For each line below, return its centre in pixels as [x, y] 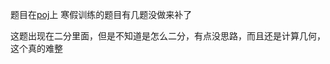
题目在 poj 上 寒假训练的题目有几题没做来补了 [101, 14]
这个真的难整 [36, 48]
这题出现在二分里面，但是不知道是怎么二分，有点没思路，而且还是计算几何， [168, 36]
